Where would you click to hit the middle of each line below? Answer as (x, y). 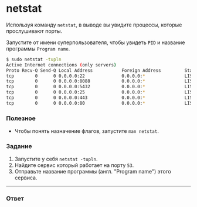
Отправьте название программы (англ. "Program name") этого (93, 172)
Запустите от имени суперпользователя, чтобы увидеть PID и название (96, 42)
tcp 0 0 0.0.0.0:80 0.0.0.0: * (76, 103)
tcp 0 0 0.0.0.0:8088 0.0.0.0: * (76, 81)
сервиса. (26, 178)
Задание (19, 146)
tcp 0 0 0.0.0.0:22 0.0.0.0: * (76, 76)
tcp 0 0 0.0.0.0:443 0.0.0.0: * (76, 98)
